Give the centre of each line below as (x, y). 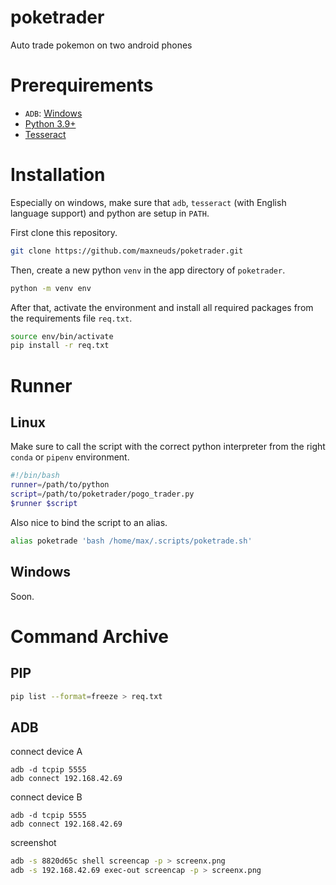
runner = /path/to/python (60, 485)
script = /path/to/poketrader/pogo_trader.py (102, 494)
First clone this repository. (64, 232)
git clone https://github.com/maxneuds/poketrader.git (127, 251)
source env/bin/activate (62, 336)
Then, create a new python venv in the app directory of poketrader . (148, 270)
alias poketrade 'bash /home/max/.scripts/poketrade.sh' (131, 541)
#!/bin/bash (35, 476)
